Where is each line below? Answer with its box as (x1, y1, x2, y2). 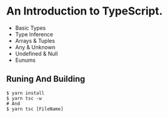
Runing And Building (6, 74, 86, 84)
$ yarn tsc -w (6, 95, 42, 101)
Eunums (15, 56, 36, 64)
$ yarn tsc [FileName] (6, 106, 64, 112)
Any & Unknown (15, 44, 56, 51)
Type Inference (15, 30, 53, 38)
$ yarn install (6, 90, 45, 96)
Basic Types (15, 24, 46, 31)
